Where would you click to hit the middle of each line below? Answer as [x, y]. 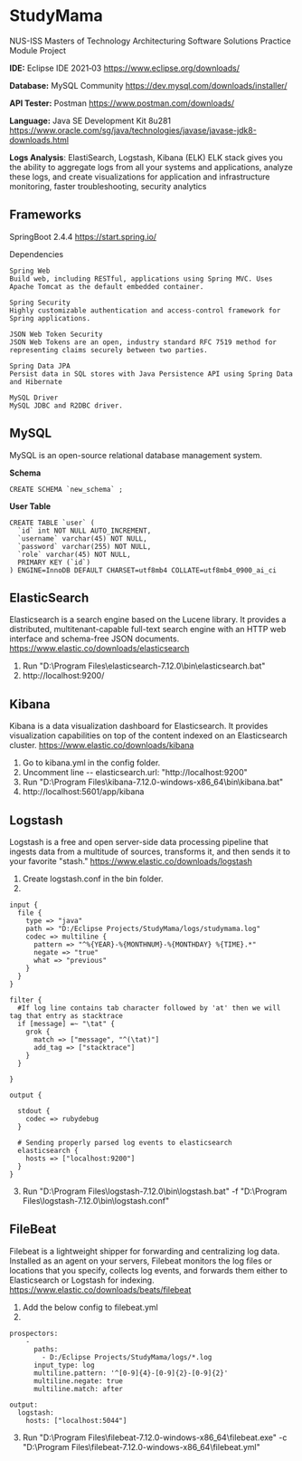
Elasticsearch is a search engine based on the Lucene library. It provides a [148, 620]
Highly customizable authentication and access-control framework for [145, 310]
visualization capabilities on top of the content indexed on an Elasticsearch [148, 735]
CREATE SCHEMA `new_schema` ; [66, 489]
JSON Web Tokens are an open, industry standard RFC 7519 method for [143, 342]
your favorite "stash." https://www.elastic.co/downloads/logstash [131, 861]
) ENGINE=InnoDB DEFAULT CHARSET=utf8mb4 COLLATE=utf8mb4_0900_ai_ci [143, 570]
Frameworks [46, 215]
